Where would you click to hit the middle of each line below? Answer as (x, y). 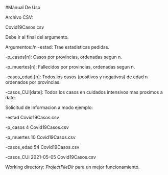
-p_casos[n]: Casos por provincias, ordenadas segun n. (64, 57)
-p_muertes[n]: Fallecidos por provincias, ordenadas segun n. (70, 67)
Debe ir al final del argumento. (37, 37)
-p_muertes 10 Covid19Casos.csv (40, 137)
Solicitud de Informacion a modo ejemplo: (49, 107)
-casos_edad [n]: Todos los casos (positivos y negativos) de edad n (77, 77)
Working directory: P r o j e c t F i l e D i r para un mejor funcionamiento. (73, 167)
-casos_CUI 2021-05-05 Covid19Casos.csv (51, 157)
